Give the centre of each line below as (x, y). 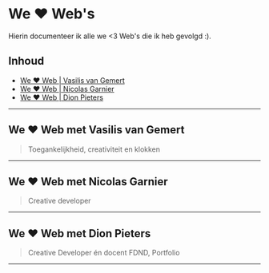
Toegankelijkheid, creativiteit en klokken (94, 149)
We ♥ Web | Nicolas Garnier (67, 89)
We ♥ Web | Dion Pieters (62, 97)
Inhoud (26, 61)
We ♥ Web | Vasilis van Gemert (72, 80)
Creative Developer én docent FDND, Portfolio (104, 253)
